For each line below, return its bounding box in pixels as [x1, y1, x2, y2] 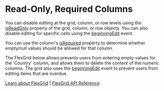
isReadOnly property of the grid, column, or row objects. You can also [5, 25, 148, 31]
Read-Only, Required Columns [5, 3, 133, 15]
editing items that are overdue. [5, 70, 68, 76]
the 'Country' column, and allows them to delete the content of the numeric [5, 60, 160, 66]
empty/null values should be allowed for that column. [5, 45, 113, 51]
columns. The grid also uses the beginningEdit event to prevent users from [5, 65, 158, 71]
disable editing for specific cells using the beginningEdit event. [5, 30, 134, 36]
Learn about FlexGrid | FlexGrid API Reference [5, 80, 100, 86]
